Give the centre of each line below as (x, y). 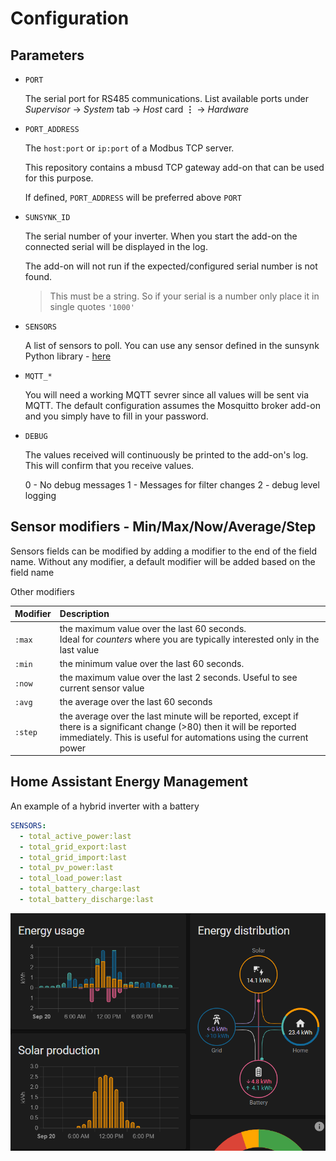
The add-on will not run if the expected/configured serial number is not (171, 266)
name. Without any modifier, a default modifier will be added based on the (163, 561)
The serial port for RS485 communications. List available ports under (166, 98)
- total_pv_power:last (66, 868)
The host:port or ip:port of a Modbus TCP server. (129, 148)
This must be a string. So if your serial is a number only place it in (184, 296)
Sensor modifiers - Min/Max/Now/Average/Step (163, 527)
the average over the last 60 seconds (136, 702)
